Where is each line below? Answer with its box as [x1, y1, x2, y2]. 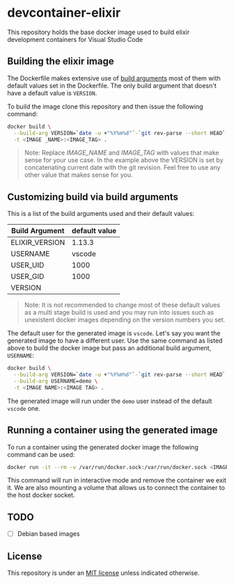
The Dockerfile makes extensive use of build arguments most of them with [7, 74, 221, 82]
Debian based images [17, 530, 80, 538]
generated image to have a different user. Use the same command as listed [7, 336, 223, 345]
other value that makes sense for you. [24, 171, 134, 179]
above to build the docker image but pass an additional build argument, [7, 344, 212, 352]
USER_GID [10, 271, 45, 281]
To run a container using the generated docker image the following [7, 443, 198, 451]
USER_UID [10, 260, 45, 270]
